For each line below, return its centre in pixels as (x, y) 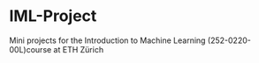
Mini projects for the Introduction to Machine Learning (107, 40)
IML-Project (53, 16)
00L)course (30, 49)
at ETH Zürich (79, 49)
